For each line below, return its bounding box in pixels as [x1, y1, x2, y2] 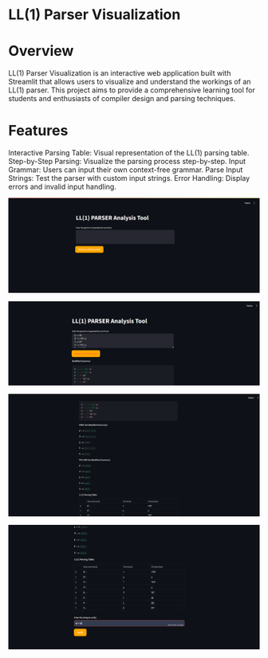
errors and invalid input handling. [8, 182, 117, 192]
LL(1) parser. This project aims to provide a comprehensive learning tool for [8, 85, 255, 95]
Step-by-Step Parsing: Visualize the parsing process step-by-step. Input [8, 157, 246, 166]
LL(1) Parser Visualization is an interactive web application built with [8, 69, 231, 78]
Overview [8, 42, 74, 61]
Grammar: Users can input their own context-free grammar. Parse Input [8, 165, 243, 174]
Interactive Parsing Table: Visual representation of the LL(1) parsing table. [8, 148, 250, 158]
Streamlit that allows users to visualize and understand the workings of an [8, 77, 251, 87]
